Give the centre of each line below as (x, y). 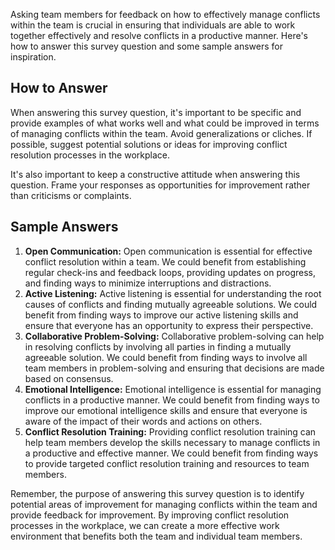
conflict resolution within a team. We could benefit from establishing (165, 261)
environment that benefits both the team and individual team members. (156, 536)
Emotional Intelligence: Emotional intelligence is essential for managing (173, 389)
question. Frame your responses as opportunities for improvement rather (160, 185)
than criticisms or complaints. (71, 195)
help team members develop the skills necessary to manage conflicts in (172, 442)
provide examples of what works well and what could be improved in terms (165, 123)
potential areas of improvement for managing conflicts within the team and (164, 504)
